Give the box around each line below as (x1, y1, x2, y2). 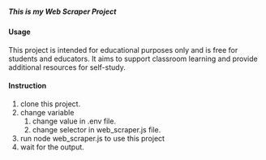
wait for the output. (19, 142, 85, 152)
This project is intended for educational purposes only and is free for (8, 45, 238, 54)
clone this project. (19, 98, 81, 109)
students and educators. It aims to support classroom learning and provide (8, 54, 258, 63)
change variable (19, 107, 75, 117)
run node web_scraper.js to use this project (19, 133, 165, 143)
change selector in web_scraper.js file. (32, 124, 161, 134)
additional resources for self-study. (8, 62, 126, 72)
